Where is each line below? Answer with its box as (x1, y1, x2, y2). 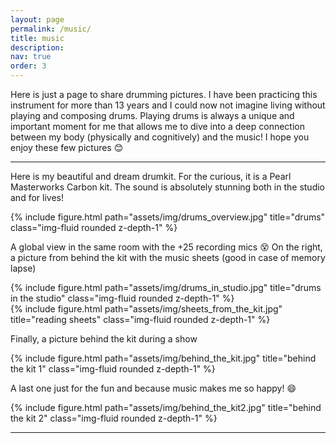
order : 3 (10, 61, 47, 71)
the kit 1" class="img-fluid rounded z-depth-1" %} (10, 363, 216, 375)
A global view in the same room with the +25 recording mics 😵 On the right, (10, 241, 323, 253)
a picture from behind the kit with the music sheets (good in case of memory (10, 252, 326, 263)
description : (10, 42, 65, 53)
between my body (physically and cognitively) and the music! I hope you (10, 131, 310, 143)
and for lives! (10, 192, 64, 203)
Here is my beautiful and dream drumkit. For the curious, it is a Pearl (10, 171, 292, 182)
